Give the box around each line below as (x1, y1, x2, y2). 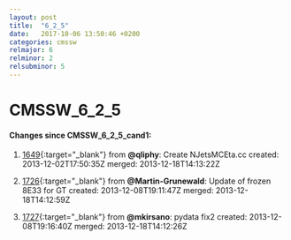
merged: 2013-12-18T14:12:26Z (73, 221, 188, 232)
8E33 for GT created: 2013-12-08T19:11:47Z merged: (21, 185, 214, 196)
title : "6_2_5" (9, 21, 69, 30)
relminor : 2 (9, 54, 53, 63)
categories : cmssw (9, 37, 77, 47)
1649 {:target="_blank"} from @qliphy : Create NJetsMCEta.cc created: (21, 149, 280, 160)
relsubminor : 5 (9, 63, 65, 71)
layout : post (9, 12, 57, 22)
